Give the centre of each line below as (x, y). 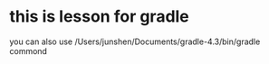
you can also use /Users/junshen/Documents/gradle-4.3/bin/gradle (135, 41)
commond (29, 50)
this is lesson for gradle (100, 17)
